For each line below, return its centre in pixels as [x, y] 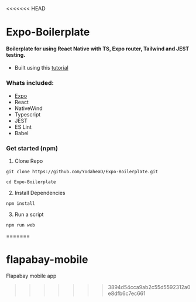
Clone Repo [29, 161]
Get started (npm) [32, 148]
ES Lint [23, 127]
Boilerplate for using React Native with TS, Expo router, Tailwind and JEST [98, 49]
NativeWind [28, 108]
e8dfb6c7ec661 [127, 293]
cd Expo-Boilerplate [31, 182]
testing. [16, 54]
